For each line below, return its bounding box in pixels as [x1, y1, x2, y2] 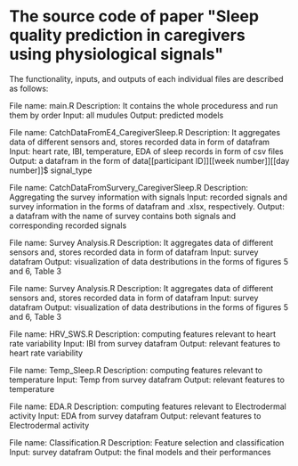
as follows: [9, 83, 49, 94]
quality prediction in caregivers [9, 25, 246, 45]
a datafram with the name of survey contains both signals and [9, 210, 237, 221]
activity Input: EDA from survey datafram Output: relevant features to [9, 410, 262, 421]
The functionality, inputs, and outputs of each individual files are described [9, 73, 284, 84]
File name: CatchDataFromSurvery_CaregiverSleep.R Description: [9, 182, 249, 192]
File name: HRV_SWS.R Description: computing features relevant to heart [9, 328, 276, 339]
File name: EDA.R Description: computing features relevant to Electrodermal [9, 401, 286, 412]
